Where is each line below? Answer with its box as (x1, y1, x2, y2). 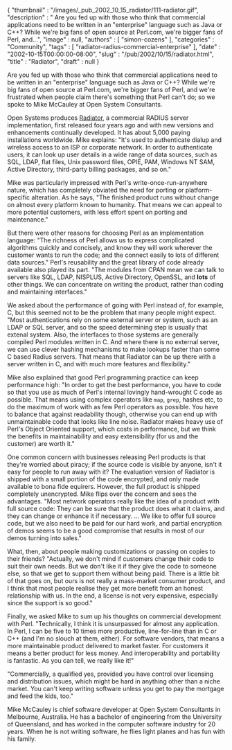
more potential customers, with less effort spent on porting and (7, 208, 188, 216)
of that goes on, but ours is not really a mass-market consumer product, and (7, 577, 226, 584)
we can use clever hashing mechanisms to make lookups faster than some (7, 346, 220, 353)
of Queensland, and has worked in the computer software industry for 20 (7, 720, 216, 728)
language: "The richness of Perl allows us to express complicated (7, 236, 195, 244)
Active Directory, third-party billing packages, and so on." (7, 166, 172, 173)
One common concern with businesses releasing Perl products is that (7, 453, 206, 461)
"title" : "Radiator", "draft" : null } (7, 57, 100, 65)
